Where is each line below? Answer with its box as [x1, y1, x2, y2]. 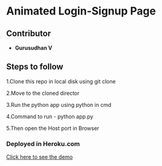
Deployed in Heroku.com [6, 139, 80, 148]
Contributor [6, 28, 51, 39]
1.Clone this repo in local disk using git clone [6, 77, 116, 85]
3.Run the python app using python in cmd [6, 101, 112, 108]
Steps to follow [6, 62, 64, 72]
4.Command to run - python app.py [6, 113, 94, 120]
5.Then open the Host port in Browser [6, 124, 100, 132]
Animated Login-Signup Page [6, 4, 156, 18]
